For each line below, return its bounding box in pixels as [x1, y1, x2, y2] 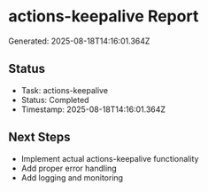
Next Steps [8, 130, 71, 145]
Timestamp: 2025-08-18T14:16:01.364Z [20, 104, 166, 115]
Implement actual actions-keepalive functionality [20, 153, 199, 164]
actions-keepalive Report [8, 6, 199, 27]
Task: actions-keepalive [20, 84, 108, 95]
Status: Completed [20, 94, 89, 105]
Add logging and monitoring [20, 172, 124, 183]
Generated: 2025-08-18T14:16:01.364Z [8, 36, 150, 46]
